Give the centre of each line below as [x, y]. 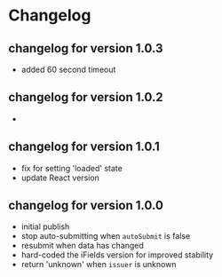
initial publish [45, 226]
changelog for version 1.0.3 [86, 48]
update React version [60, 178]
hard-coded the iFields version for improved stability [117, 255]
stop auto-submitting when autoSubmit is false [106, 236]
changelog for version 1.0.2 [86, 97]
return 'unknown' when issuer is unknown [99, 265]
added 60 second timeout [68, 69]
